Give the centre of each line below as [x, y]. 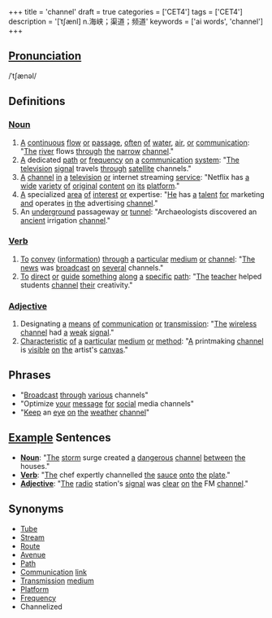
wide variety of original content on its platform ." [100, 186]
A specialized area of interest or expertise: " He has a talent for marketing [142, 194]
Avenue [33, 554]
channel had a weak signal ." [67, 332]
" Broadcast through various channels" [84, 395]
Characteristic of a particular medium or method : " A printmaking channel [142, 341]
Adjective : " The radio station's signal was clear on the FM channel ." [134, 483]
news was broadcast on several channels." [92, 267]
